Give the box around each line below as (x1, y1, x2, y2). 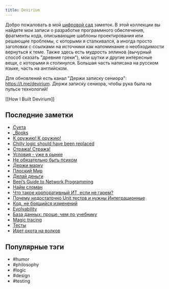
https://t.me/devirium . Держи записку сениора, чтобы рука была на (5, 80, 152, 87)
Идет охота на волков (12, 228, 60, 234)
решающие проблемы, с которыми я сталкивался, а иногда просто (5, 38, 152, 44)
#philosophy (12, 262, 39, 268)
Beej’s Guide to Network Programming (12, 179, 93, 185)
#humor (12, 256, 30, 262)
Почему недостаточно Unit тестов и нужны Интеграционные (12, 195, 146, 201)
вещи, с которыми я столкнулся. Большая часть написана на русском (5, 59, 159, 66)
